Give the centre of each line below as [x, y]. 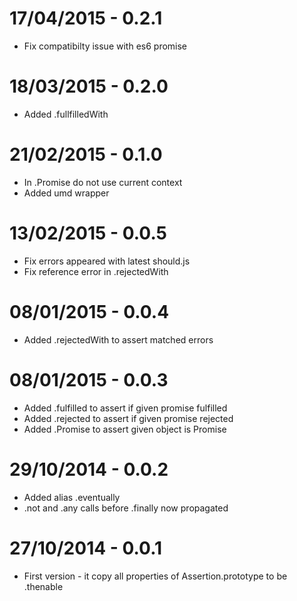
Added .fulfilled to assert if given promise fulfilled [125, 408]
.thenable [43, 586]
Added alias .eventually [72, 497]
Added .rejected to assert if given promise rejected [128, 418]
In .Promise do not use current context [103, 182]
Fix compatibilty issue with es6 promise [105, 46]
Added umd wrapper [66, 193]
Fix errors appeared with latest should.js [107, 261]
